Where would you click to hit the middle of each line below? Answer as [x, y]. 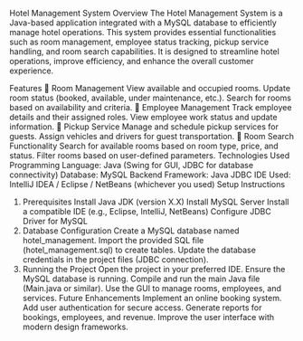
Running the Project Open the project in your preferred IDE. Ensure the [154, 269]
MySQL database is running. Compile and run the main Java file [141, 279]
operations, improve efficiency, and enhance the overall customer [132, 61]
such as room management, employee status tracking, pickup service [139, 42]
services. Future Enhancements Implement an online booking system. [152, 298]
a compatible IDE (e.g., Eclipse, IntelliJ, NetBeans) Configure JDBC [147, 211]
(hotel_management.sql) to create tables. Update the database [139, 250]
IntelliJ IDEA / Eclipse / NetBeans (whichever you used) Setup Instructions [147, 184]
